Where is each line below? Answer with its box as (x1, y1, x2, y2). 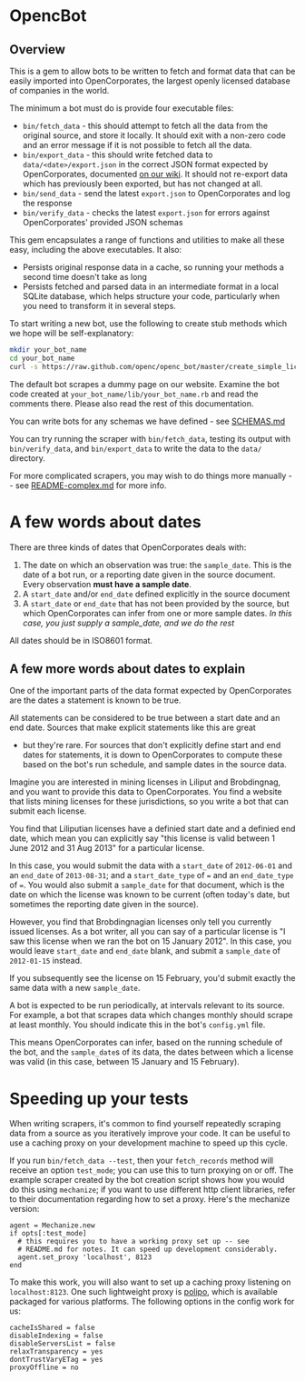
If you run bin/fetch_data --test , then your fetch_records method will (9, 1156, 274, 1166)
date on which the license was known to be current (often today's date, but (9, 889, 290, 900)
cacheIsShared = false (9, 1324, 95, 1333)
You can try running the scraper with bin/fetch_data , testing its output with (9, 433, 290, 444)
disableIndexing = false (9, 1331, 103, 1341)
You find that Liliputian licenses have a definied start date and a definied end (9, 824, 296, 835)
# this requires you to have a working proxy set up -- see (17, 1237, 250, 1246)
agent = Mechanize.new (9, 1221, 95, 1230)
